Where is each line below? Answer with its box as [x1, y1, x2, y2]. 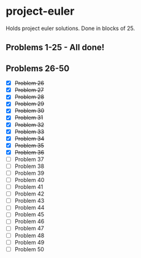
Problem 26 [14, 80, 44, 87]
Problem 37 [14, 155, 44, 163]
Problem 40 [14, 176, 45, 184]
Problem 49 [14, 238, 45, 246]
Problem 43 [14, 197, 45, 205]
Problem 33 [14, 127, 44, 135]
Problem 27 [14, 86, 44, 94]
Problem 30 [14, 107, 44, 115]
